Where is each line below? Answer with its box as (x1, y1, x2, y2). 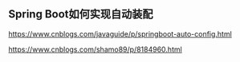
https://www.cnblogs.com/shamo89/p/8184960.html (8, 45, 182, 54)
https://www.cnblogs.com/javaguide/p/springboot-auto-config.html (8, 29, 233, 38)
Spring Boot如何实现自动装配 (8, 7, 153, 21)
